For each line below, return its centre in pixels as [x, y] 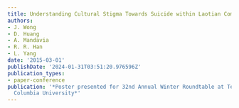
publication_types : [36, 73]
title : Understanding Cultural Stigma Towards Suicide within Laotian [114, 14]
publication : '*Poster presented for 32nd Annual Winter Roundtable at [116, 87]
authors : [20, 21]
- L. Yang [22, 54]
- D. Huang [23, 34]
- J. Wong [22, 27]
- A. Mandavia [28, 40]
